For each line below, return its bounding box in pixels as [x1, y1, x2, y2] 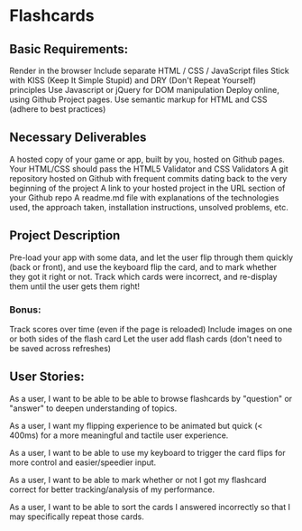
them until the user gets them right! [9, 281, 141, 292]
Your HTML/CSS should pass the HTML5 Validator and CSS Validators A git [9, 163, 288, 174]
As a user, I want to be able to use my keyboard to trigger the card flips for [9, 447, 286, 458]
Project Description [9, 228, 121, 244]
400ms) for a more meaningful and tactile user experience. [9, 430, 229, 441]
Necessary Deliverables [9, 130, 147, 145]
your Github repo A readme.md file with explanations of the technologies [9, 191, 279, 203]
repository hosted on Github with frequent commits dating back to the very [9, 172, 288, 183]
